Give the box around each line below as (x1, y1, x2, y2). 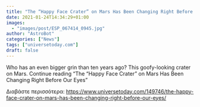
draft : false (6, 48, 39, 53)
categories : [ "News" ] (6, 36, 60, 42)
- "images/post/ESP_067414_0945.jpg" (11, 25, 105, 32)
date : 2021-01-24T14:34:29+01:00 (6, 14, 89, 20)
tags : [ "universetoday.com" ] (6, 42, 79, 48)
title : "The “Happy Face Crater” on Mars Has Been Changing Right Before (6, 8, 193, 15)
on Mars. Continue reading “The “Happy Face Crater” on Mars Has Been (6, 70, 184, 77)
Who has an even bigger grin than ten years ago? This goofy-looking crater (6, 64, 191, 71)
